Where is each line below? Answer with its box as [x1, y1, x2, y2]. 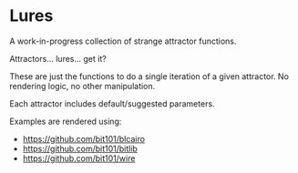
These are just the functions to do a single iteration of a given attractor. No [9, 70, 290, 82]
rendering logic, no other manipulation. [9, 80, 156, 91]
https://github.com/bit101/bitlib [22, 143, 139, 154]
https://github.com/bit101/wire [22, 152, 136, 164]
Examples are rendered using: [9, 116, 122, 127]
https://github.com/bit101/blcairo [22, 133, 146, 144]
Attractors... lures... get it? [9, 53, 107, 64]
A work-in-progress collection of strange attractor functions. [9, 36, 237, 46]
